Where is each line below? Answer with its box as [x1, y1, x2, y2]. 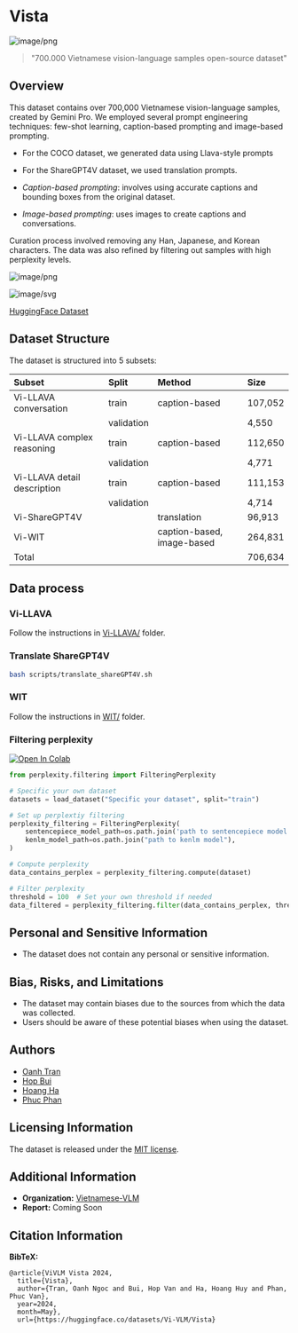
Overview [9, 78, 65, 94]
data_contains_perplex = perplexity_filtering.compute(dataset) [9, 868, 252, 877]
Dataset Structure [9, 331, 111, 347]
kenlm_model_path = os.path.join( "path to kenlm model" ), [25, 836, 237, 845]
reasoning [13, 442, 56, 454]
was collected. [21, 1007, 75, 1018]
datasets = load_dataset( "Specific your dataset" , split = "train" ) [9, 794, 260, 804]
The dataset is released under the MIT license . [9, 1143, 179, 1155]
